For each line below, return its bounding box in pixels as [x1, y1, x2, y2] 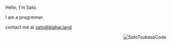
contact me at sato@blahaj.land [5, 24, 72, 30]
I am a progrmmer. [5, 14, 44, 20]
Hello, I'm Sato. [5, 5, 37, 10]
